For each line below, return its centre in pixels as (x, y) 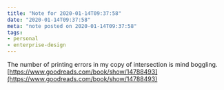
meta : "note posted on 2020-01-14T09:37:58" (72, 26)
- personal (23, 39)
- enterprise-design (37, 45)
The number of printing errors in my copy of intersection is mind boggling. (112, 64)
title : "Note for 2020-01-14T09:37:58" (64, 13)
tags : (15, 32)
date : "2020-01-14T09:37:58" (49, 20)
